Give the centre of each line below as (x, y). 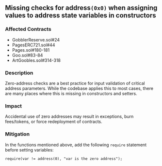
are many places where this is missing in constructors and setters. (71, 93)
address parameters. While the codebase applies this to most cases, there (79, 88)
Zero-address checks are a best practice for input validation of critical (75, 83)
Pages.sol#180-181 (31, 50)
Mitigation (17, 134)
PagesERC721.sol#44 (33, 45)
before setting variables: (29, 150)
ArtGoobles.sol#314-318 (36, 60)
